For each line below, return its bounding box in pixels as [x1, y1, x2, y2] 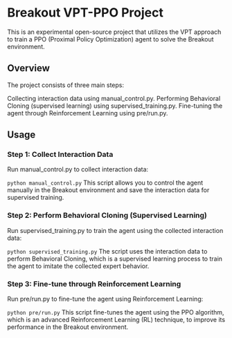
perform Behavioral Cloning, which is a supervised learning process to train [7, 254, 223, 263]
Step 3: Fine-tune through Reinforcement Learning [7, 279, 181, 288]
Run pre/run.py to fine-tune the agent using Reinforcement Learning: [7, 295, 204, 303]
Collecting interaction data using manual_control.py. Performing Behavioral [7, 94, 221, 102]
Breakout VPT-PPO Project [7, 5, 164, 21]
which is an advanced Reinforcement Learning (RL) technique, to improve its [7, 316, 226, 324]
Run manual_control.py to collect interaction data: [7, 165, 149, 173]
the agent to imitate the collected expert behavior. [7, 261, 150, 270]
